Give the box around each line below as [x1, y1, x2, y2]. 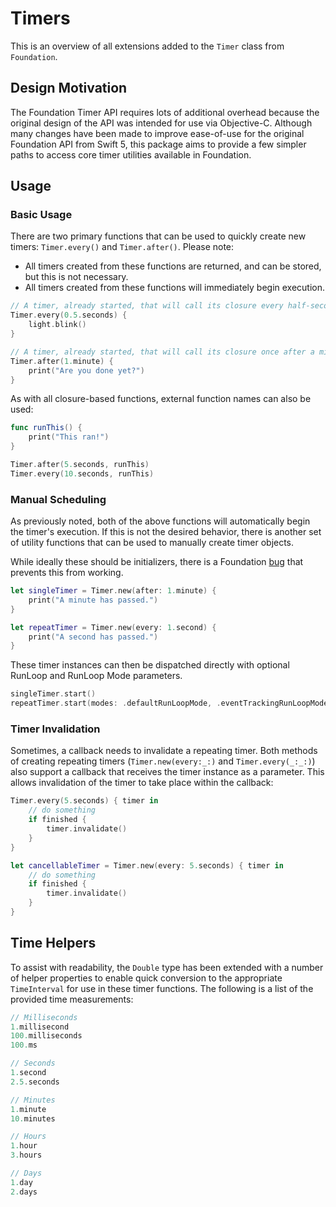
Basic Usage [10, 208, 73, 222]
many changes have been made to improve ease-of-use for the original [10, 127, 305, 139]
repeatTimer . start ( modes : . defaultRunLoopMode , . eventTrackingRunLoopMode [10, 698, 329, 709]
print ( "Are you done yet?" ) [28, 365, 145, 376]
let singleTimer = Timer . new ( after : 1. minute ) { [10, 586, 217, 596]
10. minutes [10, 1113, 56, 1124]
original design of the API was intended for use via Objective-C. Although [10, 117, 313, 129]
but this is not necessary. [24, 271, 129, 283]
